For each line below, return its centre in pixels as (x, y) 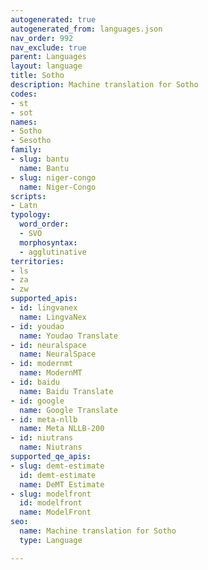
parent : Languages (48, 57)
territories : (37, 261)
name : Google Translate (68, 410)
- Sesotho (31, 141)
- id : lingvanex (44, 308)
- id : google (37, 401)
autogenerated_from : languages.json (86, 29)
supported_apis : (44, 299)
